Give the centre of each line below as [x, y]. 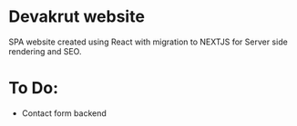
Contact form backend [64, 113]
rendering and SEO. [45, 51]
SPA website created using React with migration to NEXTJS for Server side [148, 42]
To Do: [34, 88]
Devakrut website [77, 17]
